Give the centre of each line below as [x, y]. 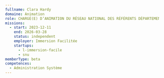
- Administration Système [36, 68]
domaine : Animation [25, 14]
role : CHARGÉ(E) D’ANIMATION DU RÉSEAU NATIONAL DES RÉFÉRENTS [71, 18]
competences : [18, 63]
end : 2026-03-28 [31, 32]
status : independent [35, 37]
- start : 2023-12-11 [30, 28]
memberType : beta [23, 59]
